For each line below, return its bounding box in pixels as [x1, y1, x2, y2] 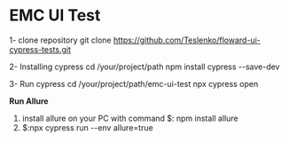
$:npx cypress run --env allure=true [21, 122, 153, 133]
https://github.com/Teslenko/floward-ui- [113, 35, 262, 45]
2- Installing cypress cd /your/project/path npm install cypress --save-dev [9, 61, 280, 72]
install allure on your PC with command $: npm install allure [21, 113, 238, 123]
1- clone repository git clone [9, 35, 113, 45]
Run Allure [9, 95, 49, 106]
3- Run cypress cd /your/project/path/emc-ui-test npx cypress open [9, 78, 259, 89]
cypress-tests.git [9, 43, 72, 54]
